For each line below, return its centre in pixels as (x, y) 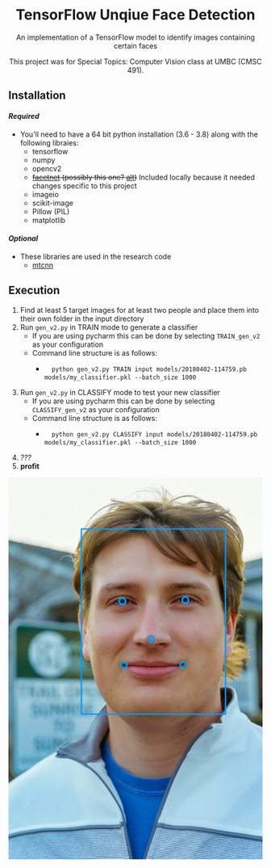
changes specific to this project (84, 185)
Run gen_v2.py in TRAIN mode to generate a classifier (109, 327)
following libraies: (49, 142)
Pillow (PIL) (51, 211)
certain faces (135, 45)
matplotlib (49, 220)
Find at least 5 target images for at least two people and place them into (140, 310)
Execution (34, 291)
